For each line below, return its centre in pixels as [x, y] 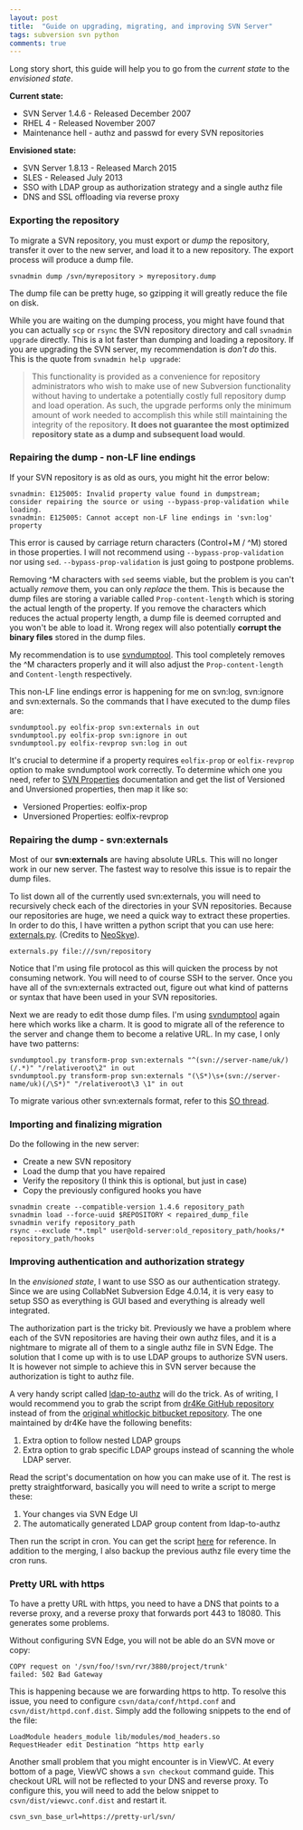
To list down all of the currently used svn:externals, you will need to [135, 896]
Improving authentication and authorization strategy [127, 1261]
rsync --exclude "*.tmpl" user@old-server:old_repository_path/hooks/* [147, 1231]
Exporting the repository [64, 220]
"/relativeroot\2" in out [86, 1068]
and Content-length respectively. [71, 674]
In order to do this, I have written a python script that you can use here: [142, 925]
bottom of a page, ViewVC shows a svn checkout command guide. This [142, 1772]
